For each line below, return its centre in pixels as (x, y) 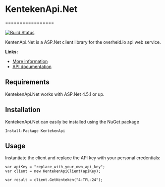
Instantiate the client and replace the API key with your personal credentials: (83, 158)
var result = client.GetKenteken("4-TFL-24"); (54, 180)
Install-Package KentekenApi (35, 131)
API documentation (32, 66)
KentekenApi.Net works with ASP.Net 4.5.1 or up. (55, 94)
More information (30, 61)
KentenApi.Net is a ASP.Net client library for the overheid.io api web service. (83, 42)
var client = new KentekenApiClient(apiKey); (53, 171)
